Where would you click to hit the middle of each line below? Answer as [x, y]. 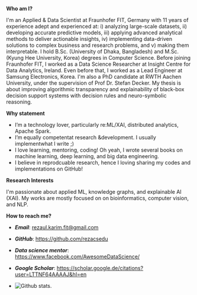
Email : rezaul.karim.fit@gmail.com [56, 227]
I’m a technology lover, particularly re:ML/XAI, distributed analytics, [96, 125]
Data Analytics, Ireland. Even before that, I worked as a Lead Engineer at [94, 70]
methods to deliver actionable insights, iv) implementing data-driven [89, 39]
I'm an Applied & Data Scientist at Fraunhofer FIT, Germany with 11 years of [97, 20]
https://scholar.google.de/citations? [100, 268]
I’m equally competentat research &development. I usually [85, 137]
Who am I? [20, 9]
